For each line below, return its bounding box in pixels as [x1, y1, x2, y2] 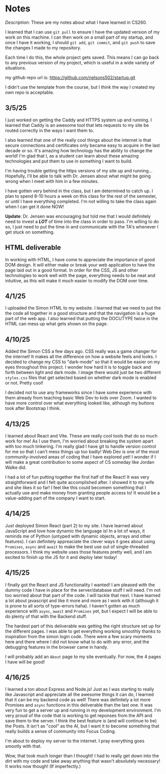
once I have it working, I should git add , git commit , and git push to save [5, 39, 156, 45]
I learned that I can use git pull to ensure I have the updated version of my [5, 29, 160, 35]
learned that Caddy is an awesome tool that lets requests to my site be [5, 122, 149, 128]
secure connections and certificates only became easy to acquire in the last [5, 142, 160, 148]
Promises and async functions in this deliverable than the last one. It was [5, 702, 153, 708]
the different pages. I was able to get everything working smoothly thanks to [5, 628, 161, 634]
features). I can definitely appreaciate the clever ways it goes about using [5, 538, 155, 544]
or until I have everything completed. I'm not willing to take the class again [5, 198, 157, 204]
